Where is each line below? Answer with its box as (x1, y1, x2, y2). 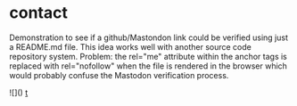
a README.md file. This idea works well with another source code (9, 41, 252, 52)
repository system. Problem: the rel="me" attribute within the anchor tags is (9, 51, 288, 61)
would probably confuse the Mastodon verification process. (9, 69, 229, 80)
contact (9, 3, 69, 23)
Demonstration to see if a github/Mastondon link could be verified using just (9, 32, 288, 43)
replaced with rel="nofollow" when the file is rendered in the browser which (9, 61, 288, 71)
